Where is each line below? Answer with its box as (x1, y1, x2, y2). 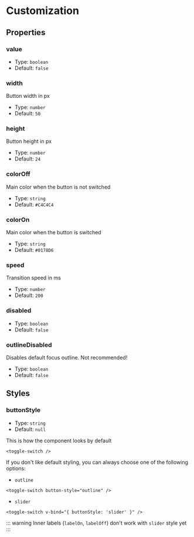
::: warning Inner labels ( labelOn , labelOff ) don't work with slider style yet (6, 519, 187, 526)
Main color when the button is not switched (6, 183, 111, 190)
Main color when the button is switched (6, 229, 101, 236)
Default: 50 (14, 110, 41, 117)
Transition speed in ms (6, 274, 62, 282)
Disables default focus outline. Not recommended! (6, 354, 128, 361)
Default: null (14, 426, 46, 433)
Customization (6, 4, 79, 18)
